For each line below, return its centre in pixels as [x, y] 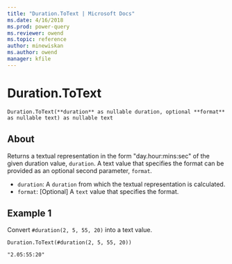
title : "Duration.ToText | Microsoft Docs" [71, 14]
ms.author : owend [32, 53]
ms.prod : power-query [39, 26]
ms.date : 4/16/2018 [35, 20]
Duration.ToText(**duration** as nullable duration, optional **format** [116, 112]
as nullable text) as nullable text [60, 118]
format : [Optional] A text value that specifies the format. [98, 191]
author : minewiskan [35, 46]
